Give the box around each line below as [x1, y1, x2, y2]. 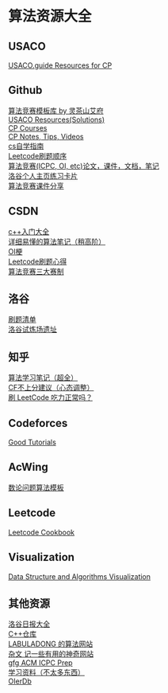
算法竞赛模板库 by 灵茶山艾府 [8, 105, 105, 115]
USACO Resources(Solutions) [8, 115, 105, 124]
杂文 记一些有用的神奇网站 [8, 649, 94, 659]
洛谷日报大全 [8, 619, 50, 629]
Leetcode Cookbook [8, 527, 75, 537]
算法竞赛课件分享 [8, 181, 64, 190]
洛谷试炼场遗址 [8, 324, 57, 335]
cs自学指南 [8, 141, 44, 151]
